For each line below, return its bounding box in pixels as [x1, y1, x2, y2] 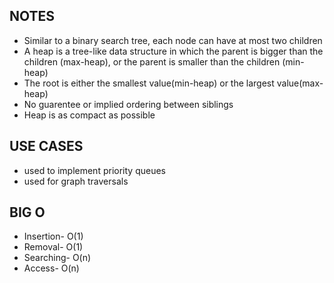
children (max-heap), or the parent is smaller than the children [23, 55, 281, 68]
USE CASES [9, 138, 84, 155]
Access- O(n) [23, 262, 80, 274]
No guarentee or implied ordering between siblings [23, 98, 234, 110]
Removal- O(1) [23, 241, 84, 253]
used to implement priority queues [23, 164, 166, 176]
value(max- [276, 77, 324, 89]
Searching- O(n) [23, 252, 92, 264]
